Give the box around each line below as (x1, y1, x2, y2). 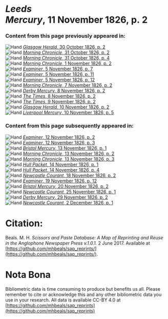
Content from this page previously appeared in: (5, 32, 125, 40)
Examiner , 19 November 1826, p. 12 (23, 178, 97, 184)
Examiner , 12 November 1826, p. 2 (23, 134, 95, 140)
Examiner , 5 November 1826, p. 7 (23, 66, 93, 72)
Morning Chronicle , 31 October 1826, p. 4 (23, 55, 110, 61)
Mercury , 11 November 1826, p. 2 (5, 14, 148, 26)
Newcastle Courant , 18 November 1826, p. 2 (23, 172, 116, 178)
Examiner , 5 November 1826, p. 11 (23, 71, 94, 78)
